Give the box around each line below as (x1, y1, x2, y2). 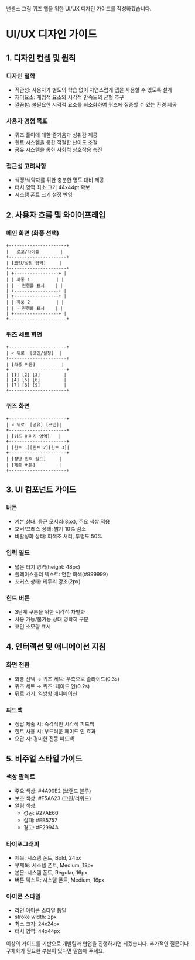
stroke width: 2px (14, 913, 57, 921)
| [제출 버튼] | (6, 462, 62, 468)
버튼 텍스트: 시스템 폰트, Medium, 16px (14, 876, 104, 883)
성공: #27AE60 (23, 809, 59, 816)
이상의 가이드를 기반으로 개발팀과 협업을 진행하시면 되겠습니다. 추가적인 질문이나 (6, 940, 189, 947)
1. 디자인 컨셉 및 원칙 (6, 53, 76, 63)
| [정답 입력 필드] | (6, 456, 62, 462)
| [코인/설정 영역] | (6, 260, 62, 267)
